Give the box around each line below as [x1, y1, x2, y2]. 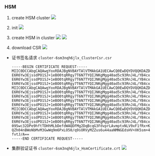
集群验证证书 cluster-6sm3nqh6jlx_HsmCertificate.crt [11, 145, 121, 151]
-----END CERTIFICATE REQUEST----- [11, 136, 84, 141]
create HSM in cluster [11, 35, 55, 41]
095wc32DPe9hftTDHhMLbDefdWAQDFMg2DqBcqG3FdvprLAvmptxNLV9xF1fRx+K [11, 124, 150, 128]
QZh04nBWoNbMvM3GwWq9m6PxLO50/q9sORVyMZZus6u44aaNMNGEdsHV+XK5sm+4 [11, 128, 150, 133]
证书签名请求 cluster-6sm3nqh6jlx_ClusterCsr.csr [11, 55, 112, 61]
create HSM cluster [11, 15, 50, 21]
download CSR [11, 45, 42, 51]
